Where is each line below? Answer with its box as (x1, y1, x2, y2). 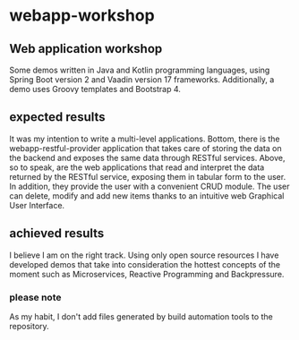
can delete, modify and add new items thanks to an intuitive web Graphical (9, 190, 285, 201)
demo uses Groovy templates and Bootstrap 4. (9, 84, 182, 94)
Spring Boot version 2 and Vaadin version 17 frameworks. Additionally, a (9, 74, 275, 85)
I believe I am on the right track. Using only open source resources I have (9, 250, 279, 260)
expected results (9, 109, 106, 125)
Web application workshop (9, 41, 163, 56)
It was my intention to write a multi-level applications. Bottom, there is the (9, 133, 280, 144)
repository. (9, 320, 49, 331)
